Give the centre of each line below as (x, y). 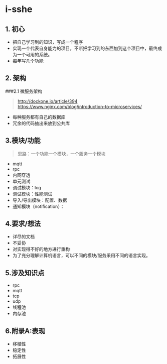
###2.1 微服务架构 (24, 91)
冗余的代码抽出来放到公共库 (41, 123)
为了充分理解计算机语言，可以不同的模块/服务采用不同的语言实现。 (81, 256)
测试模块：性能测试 (32, 194)
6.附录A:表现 (25, 331)
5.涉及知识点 (25, 273)
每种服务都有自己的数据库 (39, 117)
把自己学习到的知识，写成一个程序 (48, 42)
